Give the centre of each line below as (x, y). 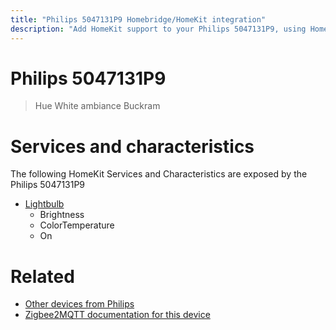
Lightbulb (44, 204)
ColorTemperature (77, 225)
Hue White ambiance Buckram (97, 106)
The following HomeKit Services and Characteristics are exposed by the (159, 174)
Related (42, 276)
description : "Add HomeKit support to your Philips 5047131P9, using (158, 29)
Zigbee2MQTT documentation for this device (117, 315)
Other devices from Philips (79, 304)
